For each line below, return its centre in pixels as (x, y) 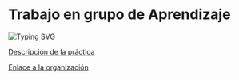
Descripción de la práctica (52, 51)
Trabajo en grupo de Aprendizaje (119, 15)
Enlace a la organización (49, 67)
